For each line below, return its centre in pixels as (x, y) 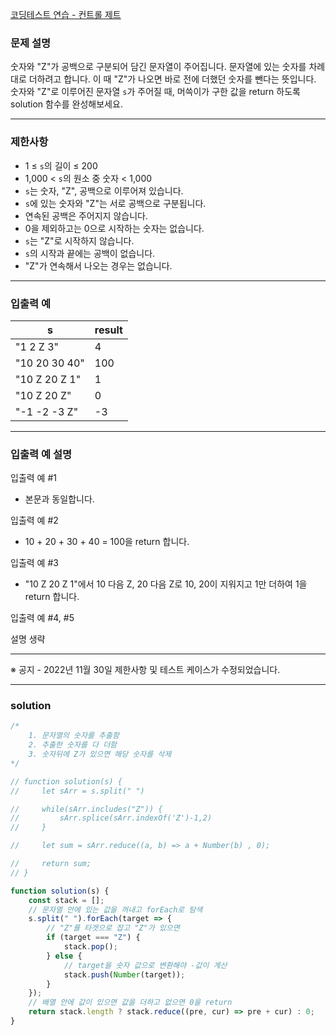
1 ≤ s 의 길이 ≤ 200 (61, 165)
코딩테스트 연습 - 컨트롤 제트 (66, 14)
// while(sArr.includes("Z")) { (86, 809)
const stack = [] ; (66, 900)
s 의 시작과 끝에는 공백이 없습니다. (90, 253)
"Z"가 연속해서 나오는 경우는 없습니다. (98, 265)
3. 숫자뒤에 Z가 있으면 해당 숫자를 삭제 (100, 754)
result (108, 330)
